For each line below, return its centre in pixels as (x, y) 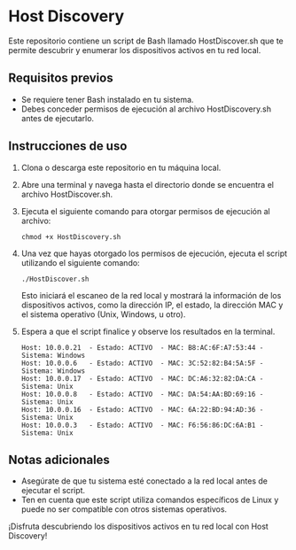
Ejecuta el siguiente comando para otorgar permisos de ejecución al (146, 211)
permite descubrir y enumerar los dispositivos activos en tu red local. (135, 50)
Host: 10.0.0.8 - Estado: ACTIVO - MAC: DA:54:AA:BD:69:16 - (142, 394)
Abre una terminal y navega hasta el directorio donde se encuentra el (147, 184)
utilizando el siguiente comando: (80, 262)
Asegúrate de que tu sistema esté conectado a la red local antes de (144, 481)
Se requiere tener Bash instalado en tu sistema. (107, 99)
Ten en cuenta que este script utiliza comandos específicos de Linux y (150, 500)
